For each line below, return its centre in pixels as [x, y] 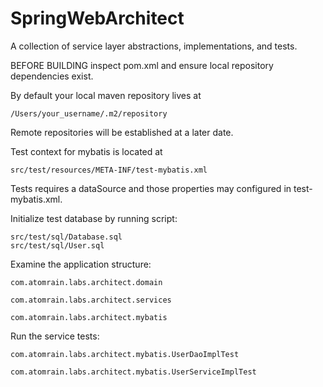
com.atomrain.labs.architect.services [91, 300]
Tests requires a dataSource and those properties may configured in [151, 188]
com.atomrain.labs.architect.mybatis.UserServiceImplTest [133, 372]
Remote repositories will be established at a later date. [122, 132]
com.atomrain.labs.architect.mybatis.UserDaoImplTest [125, 354]
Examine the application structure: [81, 264]
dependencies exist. [52, 76]
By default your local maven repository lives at [106, 95]
